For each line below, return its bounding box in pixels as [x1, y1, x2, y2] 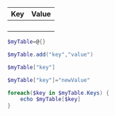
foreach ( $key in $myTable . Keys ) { [7, 89, 110, 96]
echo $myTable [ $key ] [20, 95, 81, 103]
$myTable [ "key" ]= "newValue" [7, 76, 91, 83]
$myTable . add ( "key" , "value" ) [7, 51, 94, 58]
